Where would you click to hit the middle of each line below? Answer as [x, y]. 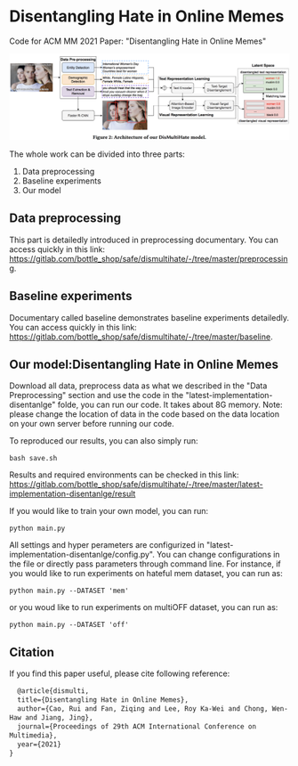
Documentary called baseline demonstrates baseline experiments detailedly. [149, 317]
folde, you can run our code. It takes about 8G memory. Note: [170, 405]
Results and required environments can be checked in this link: [124, 475]
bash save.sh [33, 459]
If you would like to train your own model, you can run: [109, 511]
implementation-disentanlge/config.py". [82, 555]
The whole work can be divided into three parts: [97, 154]
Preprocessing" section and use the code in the [97, 395]
